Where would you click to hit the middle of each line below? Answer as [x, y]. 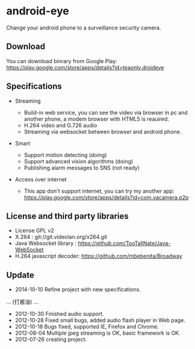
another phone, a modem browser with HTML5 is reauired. [97, 119]
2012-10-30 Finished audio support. [59, 314]
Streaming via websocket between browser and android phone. [103, 132]
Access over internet [41, 179]
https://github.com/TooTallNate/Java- [124, 243]
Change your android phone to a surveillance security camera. [84, 28]
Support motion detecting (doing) [65, 155]
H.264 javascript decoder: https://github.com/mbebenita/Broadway [98, 256]
